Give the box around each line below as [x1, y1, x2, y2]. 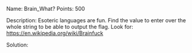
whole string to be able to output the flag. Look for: [6, 23, 133, 30]
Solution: [6, 42, 28, 48]
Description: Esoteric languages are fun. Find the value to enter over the [6, 17, 187, 23]
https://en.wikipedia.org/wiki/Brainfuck [6, 30, 104, 37]
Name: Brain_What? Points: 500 [6, 5, 85, 12]
